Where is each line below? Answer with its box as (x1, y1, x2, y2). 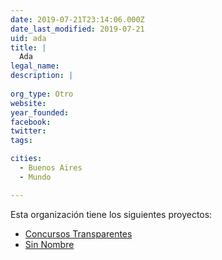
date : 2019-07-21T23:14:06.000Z (10, 14, 145, 25)
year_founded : (10, 107, 70, 118)
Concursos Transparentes (24, 227, 133, 240)
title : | (10, 42, 47, 53)
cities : (10, 154, 43, 164)
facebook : (10, 117, 52, 127)
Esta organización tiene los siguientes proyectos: (10, 208, 213, 220)
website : (10, 98, 47, 108)
